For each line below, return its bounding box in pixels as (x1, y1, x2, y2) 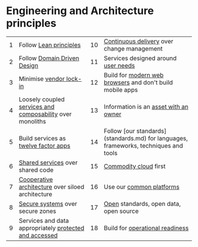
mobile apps (104, 85, 138, 94)
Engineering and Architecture (6, 4, 154, 18)
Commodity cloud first (104, 162, 166, 170)
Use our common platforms (104, 182, 180, 191)
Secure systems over (18, 199, 78, 208)
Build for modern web (104, 71, 164, 79)
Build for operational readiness (104, 223, 189, 232)
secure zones (18, 207, 57, 215)
